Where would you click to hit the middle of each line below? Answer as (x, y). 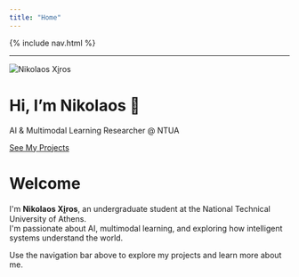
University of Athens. (48, 218)
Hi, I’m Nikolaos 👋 (75, 106)
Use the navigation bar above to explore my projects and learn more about (145, 255)
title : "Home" (36, 17)
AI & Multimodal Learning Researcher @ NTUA (94, 130)
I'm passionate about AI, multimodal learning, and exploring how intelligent (146, 228)
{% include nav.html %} (53, 43)
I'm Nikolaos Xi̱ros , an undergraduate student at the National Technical (140, 208)
